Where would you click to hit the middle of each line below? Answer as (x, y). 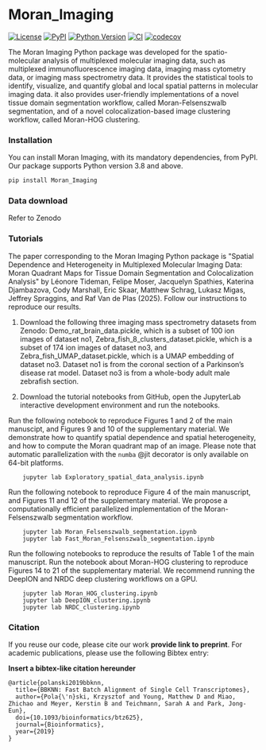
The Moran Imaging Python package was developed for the (106, 52)
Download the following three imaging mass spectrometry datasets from (138, 322)
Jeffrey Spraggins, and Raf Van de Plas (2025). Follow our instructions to (128, 298)
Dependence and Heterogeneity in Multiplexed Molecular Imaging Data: (125, 265)
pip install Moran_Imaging (53, 180)
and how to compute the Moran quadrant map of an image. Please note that (132, 446)
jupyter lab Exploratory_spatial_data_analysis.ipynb (113, 477)
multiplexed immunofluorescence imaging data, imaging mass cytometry (127, 68)
